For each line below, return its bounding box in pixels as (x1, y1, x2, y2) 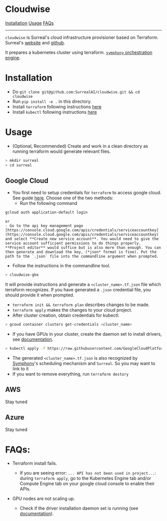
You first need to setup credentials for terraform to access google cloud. (12, 190, 162, 196)
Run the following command (19, 200, 78, 206)
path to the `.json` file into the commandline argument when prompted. (5, 254, 159, 259)
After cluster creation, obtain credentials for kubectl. (12, 312, 120, 318)
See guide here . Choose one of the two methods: (12, 195, 113, 201)
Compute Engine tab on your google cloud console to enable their (19, 481, 155, 487)
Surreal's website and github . (5, 39, 66, 45)
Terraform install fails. (12, 461, 57, 467)
